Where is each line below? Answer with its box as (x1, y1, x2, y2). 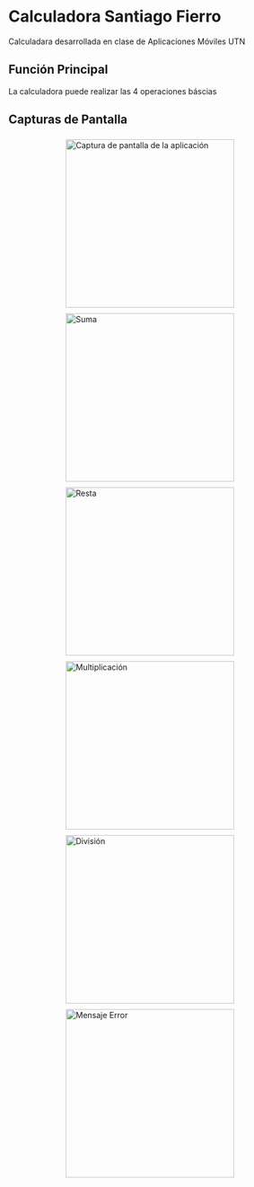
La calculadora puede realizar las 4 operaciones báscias (8, 85, 217, 96)
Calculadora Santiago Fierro (8, 6, 222, 27)
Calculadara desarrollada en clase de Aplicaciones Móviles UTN (8, 36, 246, 47)
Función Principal (8, 62, 109, 77)
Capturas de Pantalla (8, 112, 127, 127)
